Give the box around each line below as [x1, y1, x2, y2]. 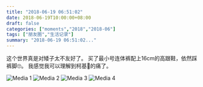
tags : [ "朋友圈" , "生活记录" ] [6, 32, 74, 38]
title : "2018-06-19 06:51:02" [6, 9, 84, 15]
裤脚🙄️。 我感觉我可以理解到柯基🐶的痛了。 [6, 62, 112, 69]
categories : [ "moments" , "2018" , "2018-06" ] [6, 26, 116, 32]
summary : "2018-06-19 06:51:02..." [6, 37, 97, 43]
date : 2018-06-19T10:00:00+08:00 [6, 15, 91, 21]
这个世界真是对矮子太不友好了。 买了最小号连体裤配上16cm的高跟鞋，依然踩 [6, 55, 198, 61]
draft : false [6, 20, 40, 26]
